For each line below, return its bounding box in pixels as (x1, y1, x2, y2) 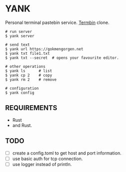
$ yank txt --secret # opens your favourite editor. (5, 55, 120, 60)
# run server (5, 29, 32, 34)
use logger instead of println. (12, 161, 72, 167)
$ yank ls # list (5, 68, 52, 73)
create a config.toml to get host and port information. (12, 150, 122, 156)
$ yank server (5, 33, 35, 38)
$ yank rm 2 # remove (5, 77, 57, 82)
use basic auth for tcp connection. (12, 156, 83, 162)
